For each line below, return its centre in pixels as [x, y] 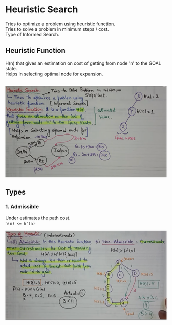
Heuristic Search [42, 9]
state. [11, 68]
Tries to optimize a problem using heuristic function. [60, 24]
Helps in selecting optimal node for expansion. [54, 74]
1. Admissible [22, 206]
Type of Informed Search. [33, 34]
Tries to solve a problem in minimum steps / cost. [57, 29]
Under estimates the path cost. [38, 218]
